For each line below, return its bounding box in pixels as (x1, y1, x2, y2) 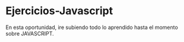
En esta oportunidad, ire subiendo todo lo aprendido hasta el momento (5, 24, 179, 31)
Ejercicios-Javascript (5, 4, 113, 18)
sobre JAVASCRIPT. (5, 30, 54, 37)
